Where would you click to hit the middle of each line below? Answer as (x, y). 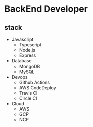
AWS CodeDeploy (38, 88)
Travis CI (28, 93)
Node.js (27, 50)
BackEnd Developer (46, 9)
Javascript (23, 39)
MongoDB (30, 66)
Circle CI (28, 98)
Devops (20, 77)
